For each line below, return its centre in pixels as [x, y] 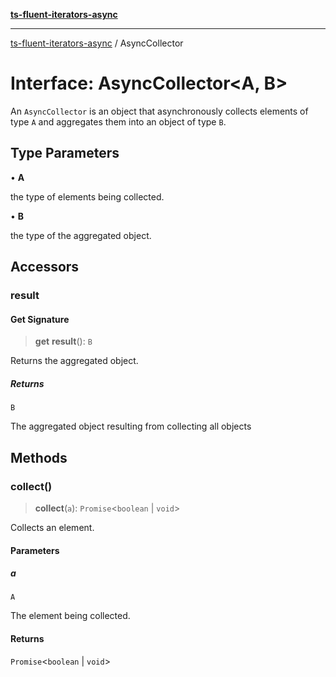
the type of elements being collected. [87, 196]
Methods [39, 457]
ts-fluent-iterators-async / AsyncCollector [97, 43]
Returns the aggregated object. [74, 361]
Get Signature [40, 319]
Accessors [45, 267]
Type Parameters [65, 153]
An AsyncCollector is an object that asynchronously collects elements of [159, 111]
